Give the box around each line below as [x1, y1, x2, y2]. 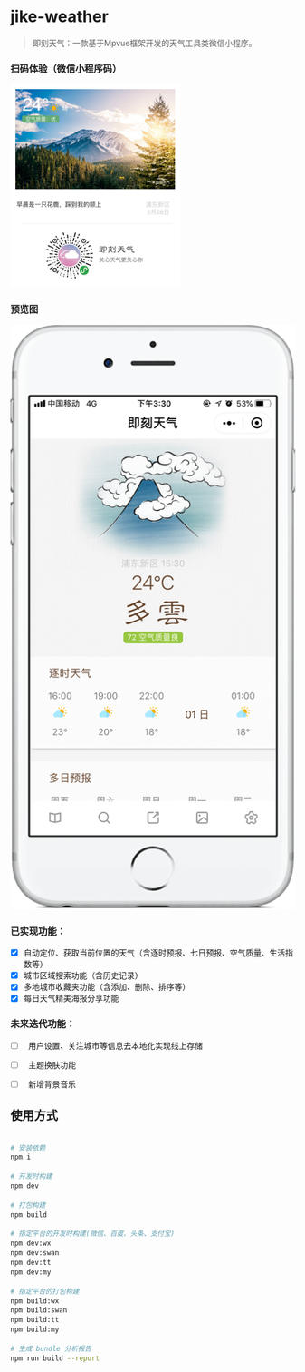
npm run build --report [10, 1354, 100, 1363]
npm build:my [10, 1325, 60, 1335]
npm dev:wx [10, 1239, 52, 1249]
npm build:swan [10, 1306, 68, 1315]
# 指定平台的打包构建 [10, 1287, 80, 1296]
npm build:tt [10, 1316, 60, 1325]
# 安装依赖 [10, 1143, 46, 1152]
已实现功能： [10, 925, 67, 937]
